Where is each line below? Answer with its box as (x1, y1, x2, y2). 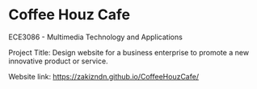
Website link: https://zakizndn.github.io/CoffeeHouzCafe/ (8, 71, 200, 81)
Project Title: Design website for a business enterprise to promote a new (8, 47, 249, 57)
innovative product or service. (8, 56, 108, 66)
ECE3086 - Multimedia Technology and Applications (8, 32, 183, 42)
